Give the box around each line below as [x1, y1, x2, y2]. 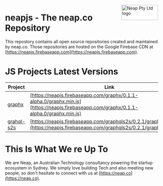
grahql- [7, 118, 26, 125]
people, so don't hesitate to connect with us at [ [5, 170, 101, 176]
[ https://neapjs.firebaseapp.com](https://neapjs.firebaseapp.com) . [5, 49, 138, 55]
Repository [5, 22, 50, 34]
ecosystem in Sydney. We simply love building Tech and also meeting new [5, 165, 154, 170]
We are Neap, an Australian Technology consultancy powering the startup [5, 160, 153, 166]
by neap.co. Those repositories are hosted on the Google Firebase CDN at [5, 44, 153, 50]
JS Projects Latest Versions [5, 66, 118, 77]
